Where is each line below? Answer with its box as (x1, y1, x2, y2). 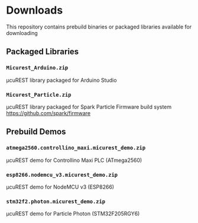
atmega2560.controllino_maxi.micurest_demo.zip (6, 145, 146, 151)
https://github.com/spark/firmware (6, 109, 90, 116)
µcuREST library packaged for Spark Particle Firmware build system (6, 103, 172, 110)
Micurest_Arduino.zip (6, 65, 69, 71)
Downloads (6, 4, 63, 17)
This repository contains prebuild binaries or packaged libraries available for (6, 23, 192, 30)
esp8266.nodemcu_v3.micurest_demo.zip (6, 171, 118, 178)
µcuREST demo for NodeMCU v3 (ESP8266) (6, 183, 114, 190)
